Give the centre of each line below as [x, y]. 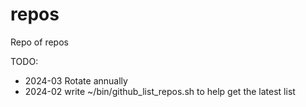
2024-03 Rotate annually [76, 80]
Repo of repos [39, 42]
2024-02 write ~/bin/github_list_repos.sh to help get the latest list [160, 91]
